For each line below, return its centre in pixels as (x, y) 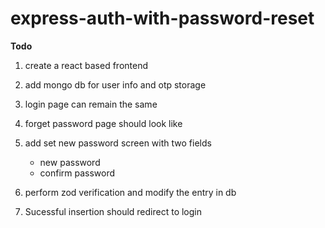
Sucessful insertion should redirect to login (113, 211)
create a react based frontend (86, 65)
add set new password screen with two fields (118, 143)
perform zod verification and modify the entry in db (130, 192)
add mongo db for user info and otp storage (115, 84)
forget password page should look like (103, 123)
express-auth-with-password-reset (162, 18)
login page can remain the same (91, 104)
